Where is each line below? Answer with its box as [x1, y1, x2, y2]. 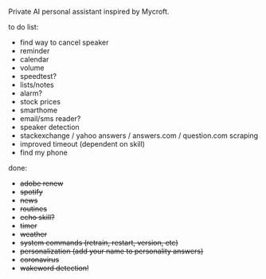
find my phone [19, 147, 68, 157]
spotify [19, 187, 44, 196]
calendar [19, 55, 49, 64]
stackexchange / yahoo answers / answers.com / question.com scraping [19, 131, 259, 140]
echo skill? [19, 213, 55, 222]
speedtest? [19, 72, 57, 81]
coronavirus [19, 255, 60, 264]
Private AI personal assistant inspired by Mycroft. [8, 7, 170, 16]
